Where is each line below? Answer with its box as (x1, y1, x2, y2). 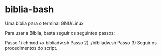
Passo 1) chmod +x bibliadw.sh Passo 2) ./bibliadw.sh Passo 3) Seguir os (5, 39, 157, 46)
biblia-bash (5, 4, 54, 15)
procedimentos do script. (5, 45, 58, 51)
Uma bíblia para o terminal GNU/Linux (5, 20, 84, 26)
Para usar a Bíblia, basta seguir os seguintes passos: (5, 30, 115, 36)
